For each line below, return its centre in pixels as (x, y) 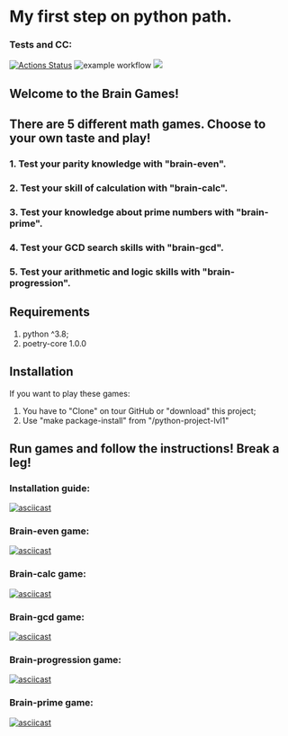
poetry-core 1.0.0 (54, 343)
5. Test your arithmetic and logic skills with (105, 272)
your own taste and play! (80, 138)
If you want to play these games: (70, 393)
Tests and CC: (40, 45)
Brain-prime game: (52, 703)
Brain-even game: (49, 531)
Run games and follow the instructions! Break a (144, 449)
